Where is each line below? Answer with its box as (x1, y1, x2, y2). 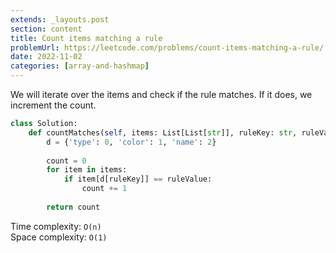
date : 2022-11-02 (10, 52, 83, 62)
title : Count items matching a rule (10, 33, 163, 43)
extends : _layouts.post (10, 14, 110, 25)
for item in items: (46, 165, 128, 175)
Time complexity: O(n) (10, 220, 102, 232)
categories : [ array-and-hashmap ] (10, 61, 150, 71)
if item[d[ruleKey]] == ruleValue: (63, 174, 213, 185)
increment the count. (10, 99, 97, 111)
